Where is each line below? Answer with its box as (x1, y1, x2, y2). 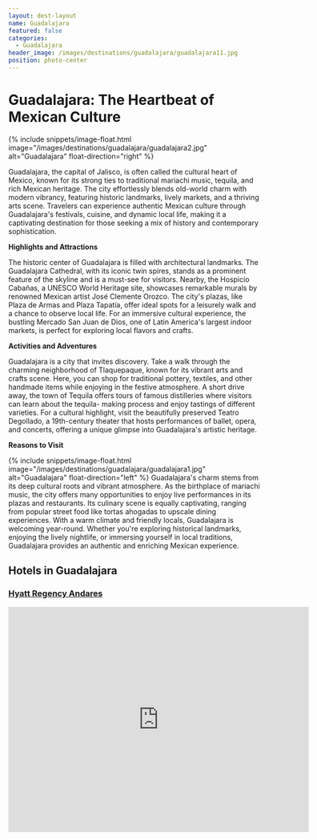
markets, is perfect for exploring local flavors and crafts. (8, 325, 194, 335)
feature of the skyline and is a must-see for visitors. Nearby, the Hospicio (8, 274, 250, 284)
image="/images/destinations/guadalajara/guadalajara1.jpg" (8, 464, 206, 473)
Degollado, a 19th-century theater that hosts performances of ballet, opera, (8, 416, 257, 425)
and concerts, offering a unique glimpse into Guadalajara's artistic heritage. (8, 424, 258, 434)
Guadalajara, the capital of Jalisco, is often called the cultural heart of (8, 167, 238, 176)
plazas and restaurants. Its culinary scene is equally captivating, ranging (8, 498, 247, 508)
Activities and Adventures (8, 341, 98, 351)
